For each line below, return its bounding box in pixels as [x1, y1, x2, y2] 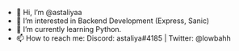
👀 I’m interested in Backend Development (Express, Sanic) [15, 16, 210, 25]
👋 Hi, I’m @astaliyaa [15, 8, 82, 17]
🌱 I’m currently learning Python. [15, 25, 122, 33]
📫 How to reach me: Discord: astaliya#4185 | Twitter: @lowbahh [15, 33, 232, 43]
